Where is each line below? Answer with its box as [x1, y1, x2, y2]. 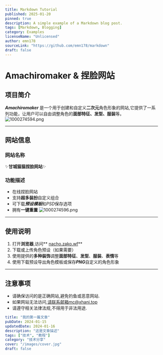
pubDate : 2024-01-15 [5, 319, 47, 324]
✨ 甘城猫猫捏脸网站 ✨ [5, 163, 47, 170]
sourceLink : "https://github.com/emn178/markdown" [5, 43, 110, 48]
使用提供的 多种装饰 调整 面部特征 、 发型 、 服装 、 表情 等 [12, 253, 119, 259]
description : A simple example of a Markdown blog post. [5, 20, 123, 26]
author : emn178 [5, 39, 36, 44]
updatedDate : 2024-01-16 [5, 323, 55, 329]
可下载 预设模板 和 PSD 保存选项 [12, 201, 72, 207]
